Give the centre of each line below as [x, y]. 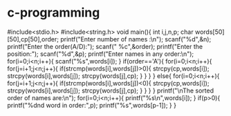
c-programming [54, 13]
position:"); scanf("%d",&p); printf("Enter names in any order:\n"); [101, 54]
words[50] [210, 32]
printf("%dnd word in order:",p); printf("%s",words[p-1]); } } [92, 105]
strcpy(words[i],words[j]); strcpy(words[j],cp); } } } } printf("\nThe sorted [111, 90]
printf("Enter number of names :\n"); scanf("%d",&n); [136, 39]
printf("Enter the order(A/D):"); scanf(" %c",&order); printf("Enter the [105, 46]
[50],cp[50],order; [33, 39]
